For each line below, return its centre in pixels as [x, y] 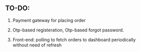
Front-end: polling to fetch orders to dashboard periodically [74, 39]
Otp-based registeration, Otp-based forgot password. [68, 30]
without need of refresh [37, 45]
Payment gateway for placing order [49, 20]
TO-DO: [18, 8]
